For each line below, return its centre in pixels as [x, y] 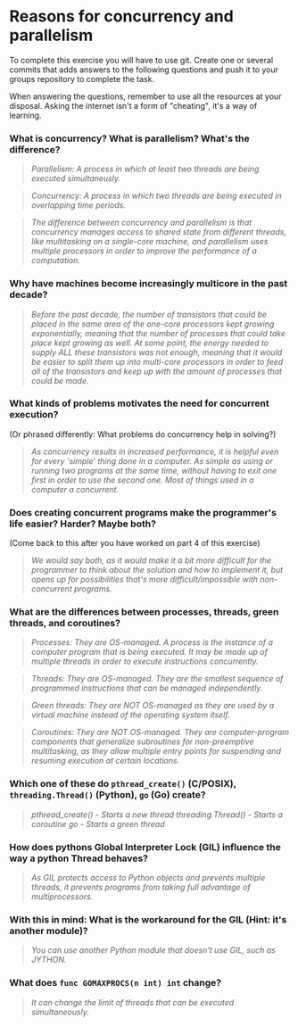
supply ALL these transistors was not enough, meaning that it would [157, 352]
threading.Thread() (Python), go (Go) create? [108, 795]
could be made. [60, 380]
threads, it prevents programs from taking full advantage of [141, 887]
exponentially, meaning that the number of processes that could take [158, 333]
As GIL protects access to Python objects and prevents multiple [148, 878]
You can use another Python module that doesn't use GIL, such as [153, 950]
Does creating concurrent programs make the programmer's [143, 512]
